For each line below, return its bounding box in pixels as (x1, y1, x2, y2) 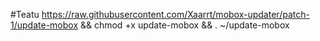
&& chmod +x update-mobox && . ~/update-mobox (79, 19, 290, 31)
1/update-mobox (10, 19, 79, 31)
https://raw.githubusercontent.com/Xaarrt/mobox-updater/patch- (41, 9, 310, 20)
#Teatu (10, 9, 40, 20)
